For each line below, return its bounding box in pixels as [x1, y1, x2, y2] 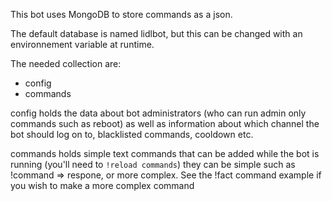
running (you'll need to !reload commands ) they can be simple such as [10, 159, 296, 170]
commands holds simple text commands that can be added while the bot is [10, 148, 320, 159]
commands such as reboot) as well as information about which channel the [10, 118, 320, 129]
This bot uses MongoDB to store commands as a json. [10, 9, 233, 20]
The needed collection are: [10, 58, 122, 69]
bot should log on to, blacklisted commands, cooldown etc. [10, 129, 254, 140]
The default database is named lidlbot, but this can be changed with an [10, 28, 303, 39]
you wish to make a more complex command [10, 180, 195, 191]
